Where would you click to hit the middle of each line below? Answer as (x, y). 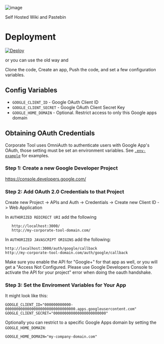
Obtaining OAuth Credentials (50, 133)
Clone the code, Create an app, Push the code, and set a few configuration (81, 69)
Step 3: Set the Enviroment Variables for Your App (66, 285)
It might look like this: (26, 296)
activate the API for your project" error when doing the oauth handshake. (79, 272)
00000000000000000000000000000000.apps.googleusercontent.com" (71, 309)
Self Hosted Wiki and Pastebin (35, 17)
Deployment (31, 37)
